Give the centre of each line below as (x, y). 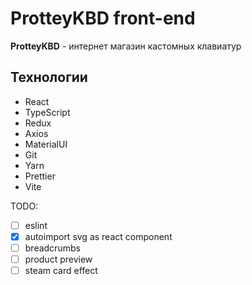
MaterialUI (46, 144)
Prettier (40, 176)
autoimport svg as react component (98, 236)
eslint (36, 225)
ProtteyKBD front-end (103, 18)
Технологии (49, 77)
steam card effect (61, 270)
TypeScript (47, 112)
